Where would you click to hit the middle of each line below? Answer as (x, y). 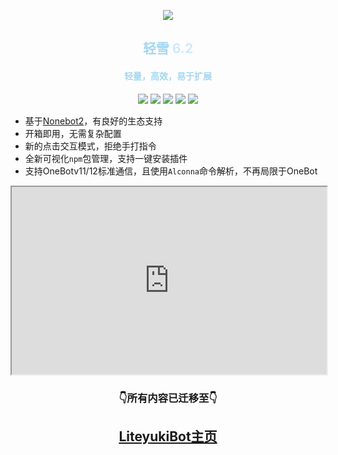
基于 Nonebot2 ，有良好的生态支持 (93, 121)
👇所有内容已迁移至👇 (168, 398)
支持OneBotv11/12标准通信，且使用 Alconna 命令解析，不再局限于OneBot (171, 171)
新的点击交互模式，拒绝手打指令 (90, 146)
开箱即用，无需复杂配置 (73, 133)
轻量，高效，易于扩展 (168, 76)
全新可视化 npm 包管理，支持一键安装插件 (106, 158)
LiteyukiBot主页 (168, 436)
